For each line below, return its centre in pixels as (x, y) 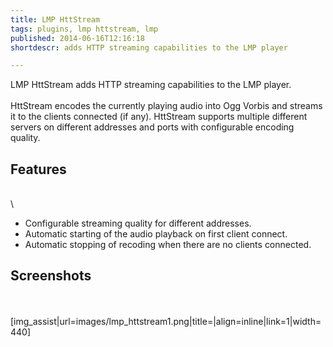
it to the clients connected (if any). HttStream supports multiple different (159, 117)
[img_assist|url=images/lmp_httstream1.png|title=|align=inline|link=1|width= (166, 321)
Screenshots (51, 276)
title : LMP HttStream (55, 19)
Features (38, 169)
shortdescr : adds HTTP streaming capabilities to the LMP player (149, 47)
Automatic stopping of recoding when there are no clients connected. (168, 245)
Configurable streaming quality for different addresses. (138, 223)
